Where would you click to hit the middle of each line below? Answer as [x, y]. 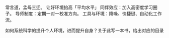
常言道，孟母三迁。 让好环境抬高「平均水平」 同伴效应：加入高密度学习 [79, 7]
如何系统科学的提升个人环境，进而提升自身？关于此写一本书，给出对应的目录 [84, 30]
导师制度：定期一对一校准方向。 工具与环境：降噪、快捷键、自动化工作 [88, 13]
